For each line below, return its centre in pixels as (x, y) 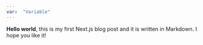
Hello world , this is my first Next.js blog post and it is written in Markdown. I (102, 29)
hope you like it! (26, 35)
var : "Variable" (28, 12)
